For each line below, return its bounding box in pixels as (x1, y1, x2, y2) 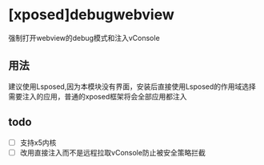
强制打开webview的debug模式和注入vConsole (8, 33, 160, 42)
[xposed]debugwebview (8, 6, 174, 24)
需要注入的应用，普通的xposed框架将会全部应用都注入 (8, 91, 187, 101)
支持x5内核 (19, 138, 57, 147)
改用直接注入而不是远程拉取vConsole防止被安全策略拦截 (19, 147, 206, 157)
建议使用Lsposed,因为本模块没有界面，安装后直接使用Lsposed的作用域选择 (8, 82, 256, 91)
